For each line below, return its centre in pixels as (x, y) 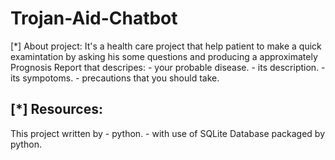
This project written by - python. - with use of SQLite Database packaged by (168, 133)
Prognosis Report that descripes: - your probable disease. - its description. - (168, 67)
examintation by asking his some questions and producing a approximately (164, 56)
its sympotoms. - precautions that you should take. (115, 78)
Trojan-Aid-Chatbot (94, 18)
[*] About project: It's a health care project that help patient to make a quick (166, 46)
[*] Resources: (56, 109)
